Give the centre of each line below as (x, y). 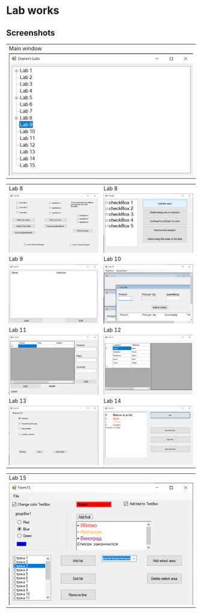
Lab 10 (112, 259)
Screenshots (31, 33)
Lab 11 (18, 330)
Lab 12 (112, 330)
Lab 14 (112, 401)
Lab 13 (18, 401)
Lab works (33, 11)
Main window (25, 48)
